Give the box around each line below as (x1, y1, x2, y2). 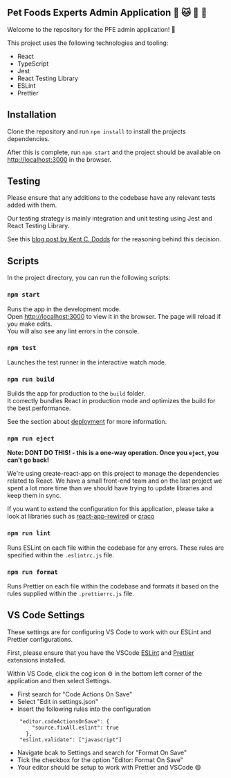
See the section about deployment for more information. (7, 418, 167, 426)
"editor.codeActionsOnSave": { (19, 718, 110, 725)
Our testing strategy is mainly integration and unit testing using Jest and (7, 214, 212, 223)
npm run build (7, 375, 55, 383)
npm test (7, 344, 37, 352)
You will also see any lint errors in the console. (7, 326, 140, 335)
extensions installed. (7, 656, 66, 664)
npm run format (7, 568, 59, 576)
